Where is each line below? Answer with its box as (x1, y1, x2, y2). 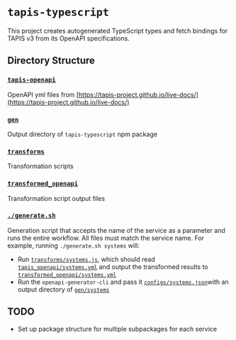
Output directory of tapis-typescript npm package (7, 130, 158, 138)
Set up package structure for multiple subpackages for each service (17, 324, 218, 333)
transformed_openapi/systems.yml (17, 271, 117, 278)
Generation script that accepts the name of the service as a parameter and (7, 226, 225, 234)
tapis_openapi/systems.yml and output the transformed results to (17, 262, 208, 271)
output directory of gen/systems (17, 285, 110, 293)
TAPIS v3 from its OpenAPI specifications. (7, 34, 130, 43)
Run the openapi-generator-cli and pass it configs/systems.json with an (17, 278, 229, 286)
